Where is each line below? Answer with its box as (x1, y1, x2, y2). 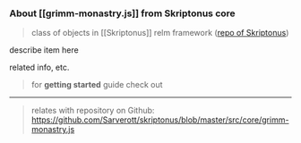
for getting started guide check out (30, 80, 163, 90)
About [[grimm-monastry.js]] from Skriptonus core (9, 7, 236, 20)
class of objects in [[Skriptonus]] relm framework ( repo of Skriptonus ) (30, 28, 289, 38)
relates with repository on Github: (30, 105, 155, 116)
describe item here (9, 45, 79, 55)
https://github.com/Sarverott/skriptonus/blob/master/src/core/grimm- (30, 114, 289, 125)
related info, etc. (9, 62, 70, 73)
